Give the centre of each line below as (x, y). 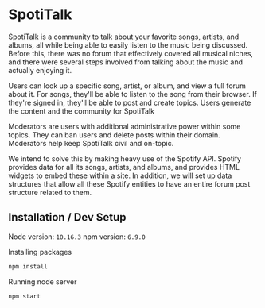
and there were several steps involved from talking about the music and (125, 62)
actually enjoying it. (40, 70)
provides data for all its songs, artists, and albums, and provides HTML (124, 167)
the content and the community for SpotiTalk (82, 111)
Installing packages (40, 252)
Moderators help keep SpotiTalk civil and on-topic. (91, 143)
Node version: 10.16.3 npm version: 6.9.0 (77, 237)
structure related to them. (50, 192)
